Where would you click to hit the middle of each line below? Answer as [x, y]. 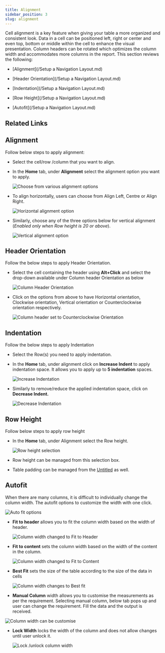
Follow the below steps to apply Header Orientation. [58, 263]
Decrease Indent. [30, 394]
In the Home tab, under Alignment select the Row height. [70, 441]
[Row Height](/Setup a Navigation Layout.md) [59, 98]
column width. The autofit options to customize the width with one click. [79, 502]
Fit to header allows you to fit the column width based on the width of [83, 522]
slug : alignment [22, 19]
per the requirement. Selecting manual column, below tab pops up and [84, 601]
